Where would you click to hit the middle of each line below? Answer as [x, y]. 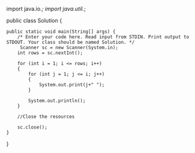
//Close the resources [46, 117]
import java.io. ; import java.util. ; [46, 9]
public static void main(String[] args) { [61, 32]
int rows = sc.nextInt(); [50, 53]
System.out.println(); [57, 101]
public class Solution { [34, 20]
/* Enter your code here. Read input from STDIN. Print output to [103, 37]
